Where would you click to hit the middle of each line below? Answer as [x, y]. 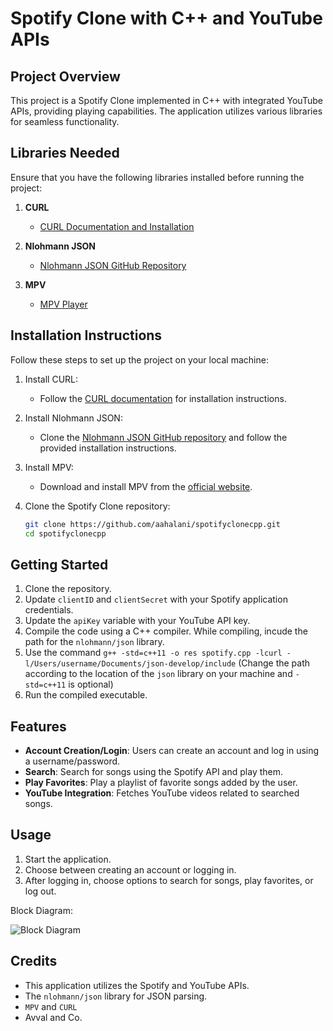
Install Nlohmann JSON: [73, 418]
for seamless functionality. [65, 121]
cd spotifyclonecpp [65, 533]
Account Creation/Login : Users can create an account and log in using [172, 750]
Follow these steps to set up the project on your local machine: [139, 359]
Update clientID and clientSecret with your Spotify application [156, 599]
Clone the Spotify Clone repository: [97, 506]
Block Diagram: [41, 910]
